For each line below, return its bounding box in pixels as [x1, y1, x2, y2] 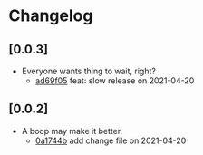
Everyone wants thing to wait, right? [21, 65, 156, 76]
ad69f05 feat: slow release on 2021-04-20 [34, 75, 195, 86]
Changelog [8, 5, 93, 26]
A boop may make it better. [21, 125, 123, 136]
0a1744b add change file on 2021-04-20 [34, 135, 187, 146]
